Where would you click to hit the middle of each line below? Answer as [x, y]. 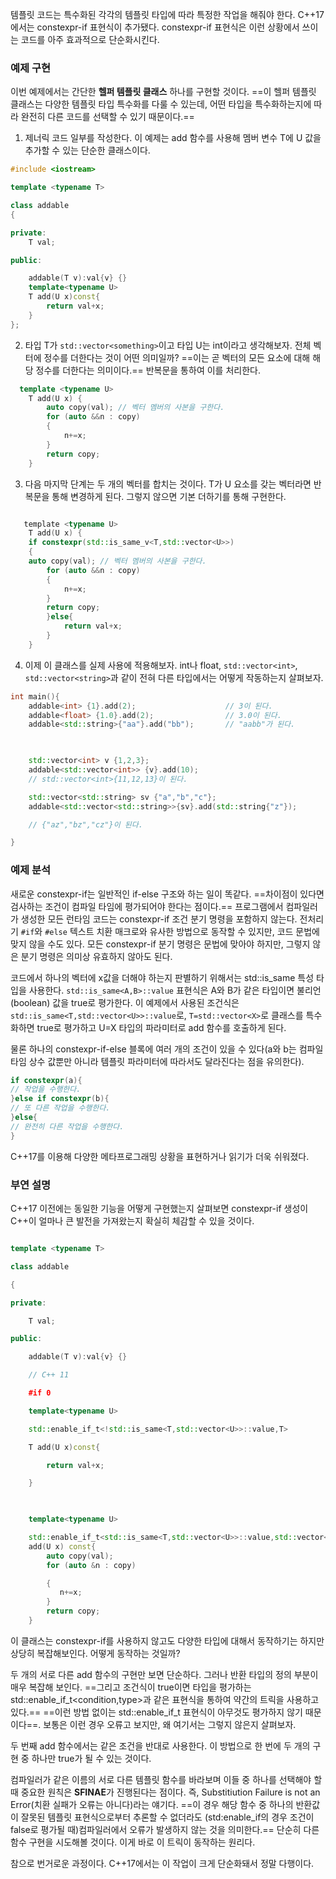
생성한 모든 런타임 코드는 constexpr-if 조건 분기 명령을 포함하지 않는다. [159, 919]
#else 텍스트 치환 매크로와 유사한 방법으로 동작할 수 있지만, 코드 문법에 [182, 931]
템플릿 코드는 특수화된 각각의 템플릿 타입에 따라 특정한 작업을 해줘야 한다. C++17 [167, 14]
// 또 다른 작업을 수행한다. [60, 1108]
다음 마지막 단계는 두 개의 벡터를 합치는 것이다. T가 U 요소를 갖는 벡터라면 [168, 484]
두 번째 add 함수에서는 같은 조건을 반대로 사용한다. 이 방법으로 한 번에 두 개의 [160, 1745]
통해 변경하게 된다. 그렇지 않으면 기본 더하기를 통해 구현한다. [169, 496]
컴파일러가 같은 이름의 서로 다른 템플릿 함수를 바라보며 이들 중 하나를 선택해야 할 [166, 1779]
